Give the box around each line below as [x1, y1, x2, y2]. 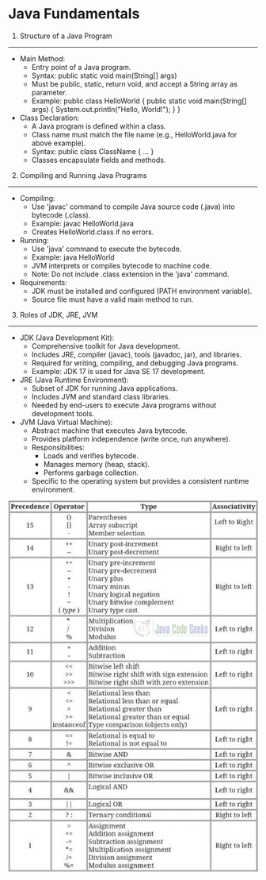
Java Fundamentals [8, 5, 140, 23]
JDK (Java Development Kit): [19, 333, 115, 342]
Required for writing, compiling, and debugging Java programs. [31, 358, 239, 368]
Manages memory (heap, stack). [43, 459, 150, 469]
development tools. [31, 408, 95, 418]
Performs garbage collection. [43, 468, 139, 477]
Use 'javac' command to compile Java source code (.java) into [31, 202, 235, 211]
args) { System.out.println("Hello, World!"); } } [31, 104, 180, 114]
